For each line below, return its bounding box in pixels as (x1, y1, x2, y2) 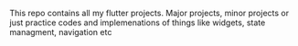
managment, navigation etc (9, 27, 112, 37)
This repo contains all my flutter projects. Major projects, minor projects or (9, 8, 290, 18)
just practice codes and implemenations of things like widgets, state (9, 17, 266, 28)
